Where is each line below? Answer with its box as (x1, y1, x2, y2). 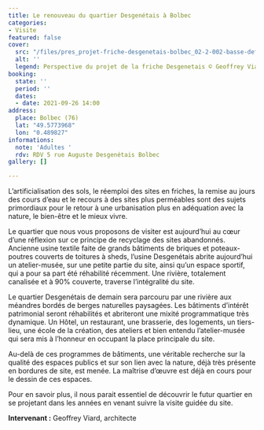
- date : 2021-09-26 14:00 (15, 99, 101, 107)
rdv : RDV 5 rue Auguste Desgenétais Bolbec (15, 150, 159, 158)
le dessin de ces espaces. (8, 375, 93, 384)
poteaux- (211, 243, 241, 253)
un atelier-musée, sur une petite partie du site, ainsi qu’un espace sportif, (8, 261, 245, 270)
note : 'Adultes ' (15, 143, 72, 151)
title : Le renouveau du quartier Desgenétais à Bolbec (8, 11, 192, 20)
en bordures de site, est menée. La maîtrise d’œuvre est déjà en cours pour (8, 366, 252, 376)
